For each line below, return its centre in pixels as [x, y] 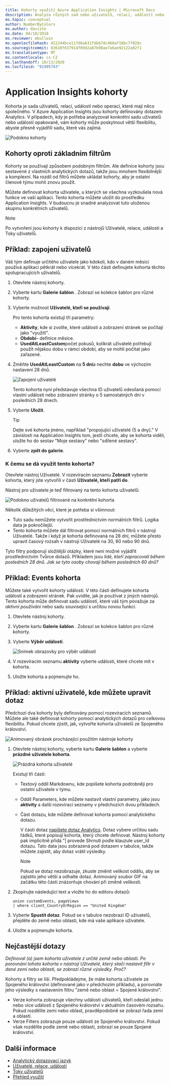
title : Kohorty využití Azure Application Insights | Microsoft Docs [80, 10]
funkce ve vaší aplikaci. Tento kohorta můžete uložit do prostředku [75, 197]
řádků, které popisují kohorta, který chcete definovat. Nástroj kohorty [92, 835]
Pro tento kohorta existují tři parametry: [54, 317]
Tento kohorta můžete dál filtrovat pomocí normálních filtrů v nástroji [84, 530]
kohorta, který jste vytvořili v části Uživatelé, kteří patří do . [67, 480]
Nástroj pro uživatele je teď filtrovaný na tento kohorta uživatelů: [73, 490]
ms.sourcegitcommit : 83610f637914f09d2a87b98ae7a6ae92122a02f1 [74, 48]
